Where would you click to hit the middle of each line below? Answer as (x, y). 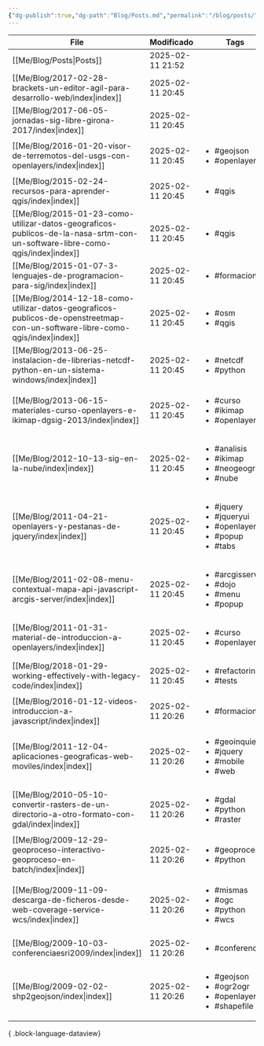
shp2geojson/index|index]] (62, 996)
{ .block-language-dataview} (55, 1033)
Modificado (172, 42)
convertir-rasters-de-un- (61, 805)
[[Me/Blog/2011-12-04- (60, 746)
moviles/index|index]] (52, 766)
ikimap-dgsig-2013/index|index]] (76, 420)
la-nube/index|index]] (53, 468)
